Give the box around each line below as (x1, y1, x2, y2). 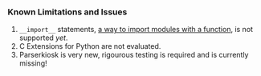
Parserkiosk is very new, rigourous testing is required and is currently (18, 50, 249, 60)
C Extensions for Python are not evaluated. (18, 42, 161, 51)
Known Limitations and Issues (7, 6, 128, 18)
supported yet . (18, 33, 68, 42)
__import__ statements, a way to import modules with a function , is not (18, 25, 254, 34)
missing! (18, 58, 47, 68)
